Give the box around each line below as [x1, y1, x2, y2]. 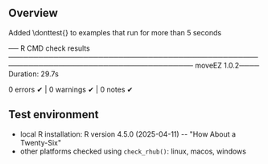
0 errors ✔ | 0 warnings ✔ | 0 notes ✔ [8, 84, 134, 94]
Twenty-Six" [19, 137, 62, 147]
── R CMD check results [8, 43, 90, 53]
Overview [8, 6, 59, 20]
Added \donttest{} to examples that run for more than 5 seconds [8, 27, 222, 37]
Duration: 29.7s [8, 68, 59, 79]
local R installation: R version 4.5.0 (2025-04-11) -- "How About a [19, 129, 236, 139]
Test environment [8, 108, 99, 121]
